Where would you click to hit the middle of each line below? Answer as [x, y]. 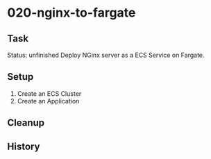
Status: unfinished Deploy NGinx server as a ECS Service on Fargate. [106, 55]
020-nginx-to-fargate [71, 13]
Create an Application [48, 101]
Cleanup [26, 123]
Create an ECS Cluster [49, 93]
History [24, 146]
